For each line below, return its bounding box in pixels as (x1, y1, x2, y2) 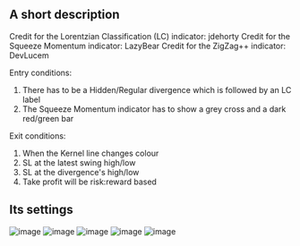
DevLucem (9, 49, 49, 61)
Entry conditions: (9, 67, 73, 78)
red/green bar (21, 113, 74, 123)
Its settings (9, 202, 73, 217)
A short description (9, 7, 120, 22)
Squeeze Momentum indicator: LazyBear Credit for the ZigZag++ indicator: (9, 40, 287, 51)
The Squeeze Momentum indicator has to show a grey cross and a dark (21, 103, 287, 115)
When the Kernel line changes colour (21, 148, 159, 158)
